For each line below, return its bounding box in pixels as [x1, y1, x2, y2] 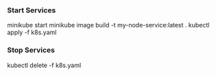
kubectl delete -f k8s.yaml [7, 61, 82, 69]
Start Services [7, 5, 56, 15]
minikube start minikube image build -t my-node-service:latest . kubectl [7, 21, 210, 29]
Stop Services [7, 45, 55, 55]
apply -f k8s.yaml [7, 28, 57, 36]
